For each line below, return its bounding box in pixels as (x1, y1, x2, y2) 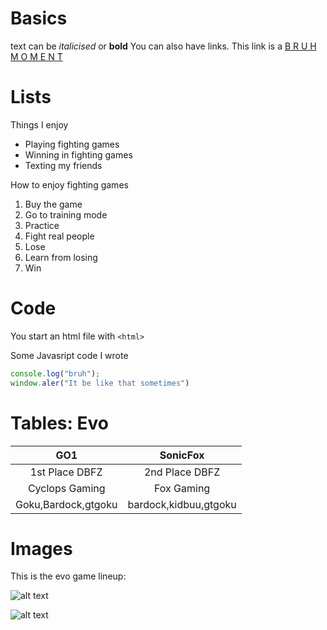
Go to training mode (24, 208, 108, 221)
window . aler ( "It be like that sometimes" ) (10, 378, 190, 388)
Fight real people (24, 230, 95, 242)
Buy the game (24, 198, 83, 210)
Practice (24, 219, 60, 231)
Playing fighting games (24, 138, 120, 150)
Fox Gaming (154, 481, 211, 495)
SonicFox (159, 448, 205, 462)
